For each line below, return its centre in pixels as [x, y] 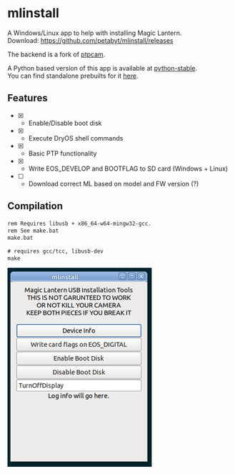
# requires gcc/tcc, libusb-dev [55, 251]
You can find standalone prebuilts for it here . [73, 76]
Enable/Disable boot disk [65, 123]
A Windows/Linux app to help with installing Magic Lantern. [95, 33]
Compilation [35, 206]
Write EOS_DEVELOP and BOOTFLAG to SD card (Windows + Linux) [128, 168]
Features [27, 98]
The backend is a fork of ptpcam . [56, 54]
